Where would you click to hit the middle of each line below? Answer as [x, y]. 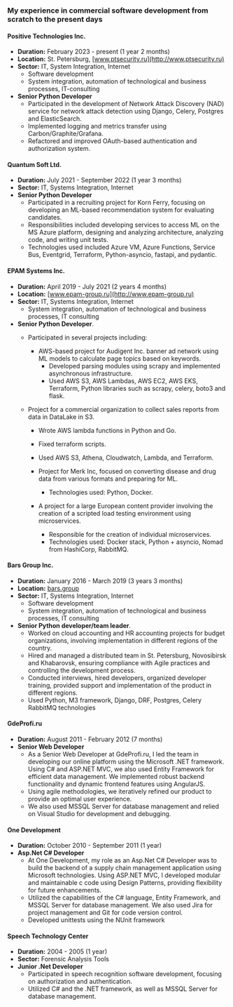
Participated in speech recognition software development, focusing [125, 974]
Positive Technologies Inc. [47, 36]
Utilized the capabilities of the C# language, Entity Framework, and [124, 898]
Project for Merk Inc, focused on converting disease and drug [127, 471]
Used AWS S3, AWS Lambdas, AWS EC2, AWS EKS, [123, 380]
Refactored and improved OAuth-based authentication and [112, 141]
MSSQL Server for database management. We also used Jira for [120, 905]
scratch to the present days [55, 19]
